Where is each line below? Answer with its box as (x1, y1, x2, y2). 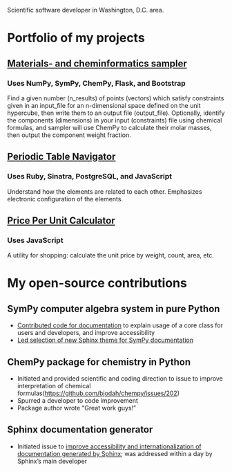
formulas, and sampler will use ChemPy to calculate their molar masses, (7, 123, 212, 131)
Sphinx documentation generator (7, 424, 153, 435)
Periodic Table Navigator (7, 151, 116, 163)
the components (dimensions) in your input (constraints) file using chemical (7, 116, 222, 124)
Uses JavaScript (7, 235, 64, 245)
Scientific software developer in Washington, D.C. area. (7, 6, 164, 14)
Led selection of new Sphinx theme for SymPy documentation (17, 336, 193, 345)
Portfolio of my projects (7, 30, 145, 46)
